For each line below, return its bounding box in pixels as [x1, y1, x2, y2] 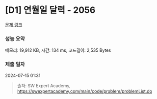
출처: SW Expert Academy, [17, 82, 71, 89]
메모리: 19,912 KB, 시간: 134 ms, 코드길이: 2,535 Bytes [5, 47, 111, 53]
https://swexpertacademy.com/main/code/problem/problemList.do [17, 88, 153, 94]
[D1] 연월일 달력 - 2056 [5, 4, 96, 16]
